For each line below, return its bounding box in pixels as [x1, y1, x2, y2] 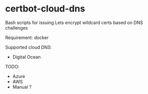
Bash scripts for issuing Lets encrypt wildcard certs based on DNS [5, 19, 143, 25]
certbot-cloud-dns [5, 3, 86, 14]
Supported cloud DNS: [5, 44, 52, 50]
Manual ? [12, 83, 32, 90]
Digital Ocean [12, 53, 41, 60]
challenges [5, 24, 28, 30]
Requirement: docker [5, 34, 49, 40]
